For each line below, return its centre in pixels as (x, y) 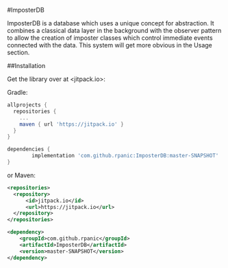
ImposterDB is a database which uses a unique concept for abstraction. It (111, 23)
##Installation (26, 66)
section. (18, 52)
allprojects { (27, 105)
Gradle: (17, 92)
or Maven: (21, 175)
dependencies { (29, 149)
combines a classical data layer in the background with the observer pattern (114, 31)
